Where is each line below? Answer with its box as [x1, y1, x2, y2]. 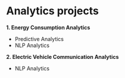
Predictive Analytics [14, 35, 64, 42]
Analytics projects [6, 4, 99, 18]
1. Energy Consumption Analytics [6, 24, 90, 31]
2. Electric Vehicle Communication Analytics [6, 53, 119, 60]
